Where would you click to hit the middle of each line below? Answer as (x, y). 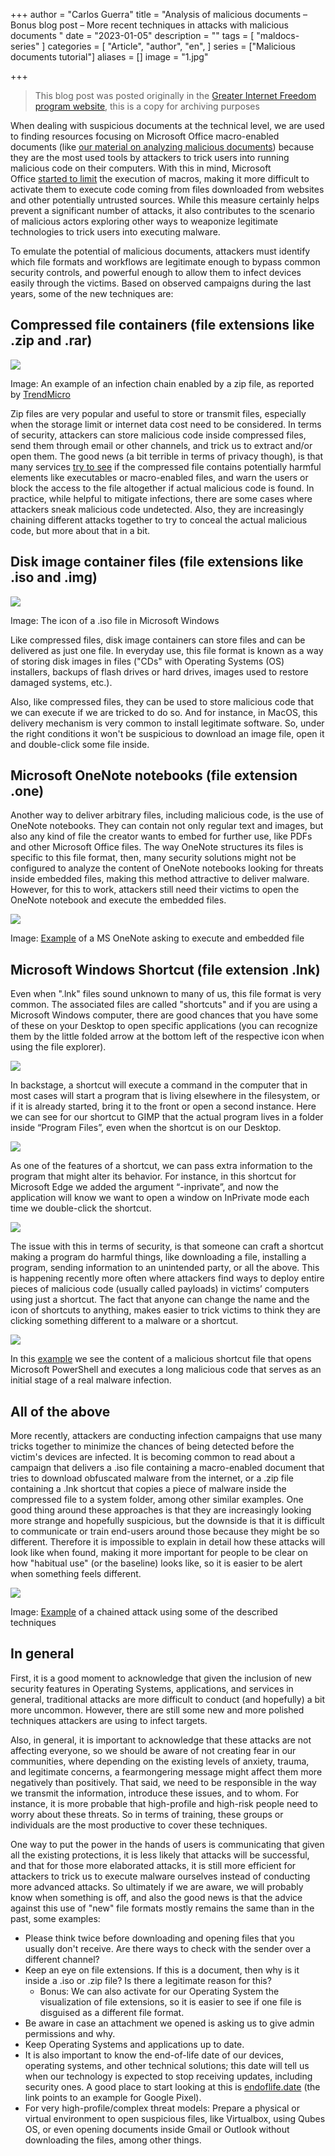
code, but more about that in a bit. (80, 530)
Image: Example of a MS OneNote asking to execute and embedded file (157, 938)
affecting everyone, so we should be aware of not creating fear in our (153, 1750)
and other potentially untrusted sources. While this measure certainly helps (165, 200)
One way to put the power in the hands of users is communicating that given (167, 1844)
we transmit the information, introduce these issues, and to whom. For (155, 1793)
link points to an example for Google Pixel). (113, 2097)
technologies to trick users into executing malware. (115, 232)
